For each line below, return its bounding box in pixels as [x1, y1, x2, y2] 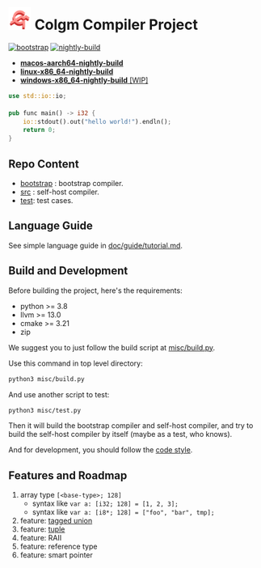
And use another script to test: [8, 389, 110, 399]
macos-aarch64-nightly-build [19, 57, 124, 67]
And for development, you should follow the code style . [8, 445, 193, 455]
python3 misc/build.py [8, 375, 85, 383]
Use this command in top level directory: [8, 358, 143, 368]
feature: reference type [19, 541, 98, 552]
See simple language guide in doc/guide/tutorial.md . [8, 240, 183, 250]
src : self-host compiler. [19, 187, 99, 197]
